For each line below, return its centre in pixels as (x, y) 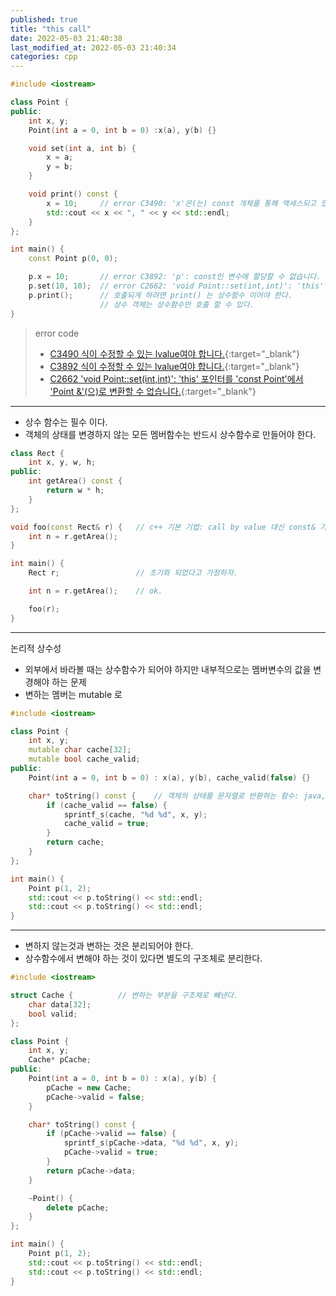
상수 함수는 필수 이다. (66, 422)
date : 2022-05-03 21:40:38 (66, 38)
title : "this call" (51, 29)
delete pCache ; (78, 1207)
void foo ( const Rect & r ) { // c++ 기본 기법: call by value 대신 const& (163, 527)
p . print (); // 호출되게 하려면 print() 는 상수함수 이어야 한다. (160, 295)
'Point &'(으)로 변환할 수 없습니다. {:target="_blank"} (153, 391)
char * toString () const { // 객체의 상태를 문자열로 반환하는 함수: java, (177, 796)
